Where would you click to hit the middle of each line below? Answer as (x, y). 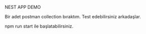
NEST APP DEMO (23, 7)
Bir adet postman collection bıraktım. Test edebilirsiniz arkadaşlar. (73, 17)
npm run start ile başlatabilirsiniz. (39, 26)
